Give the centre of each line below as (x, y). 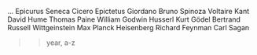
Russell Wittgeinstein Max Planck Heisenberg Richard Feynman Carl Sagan (128, 27)
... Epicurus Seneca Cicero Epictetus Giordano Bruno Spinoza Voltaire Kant (128, 11)
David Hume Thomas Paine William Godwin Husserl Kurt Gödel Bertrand (124, 19)
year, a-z (61, 43)
